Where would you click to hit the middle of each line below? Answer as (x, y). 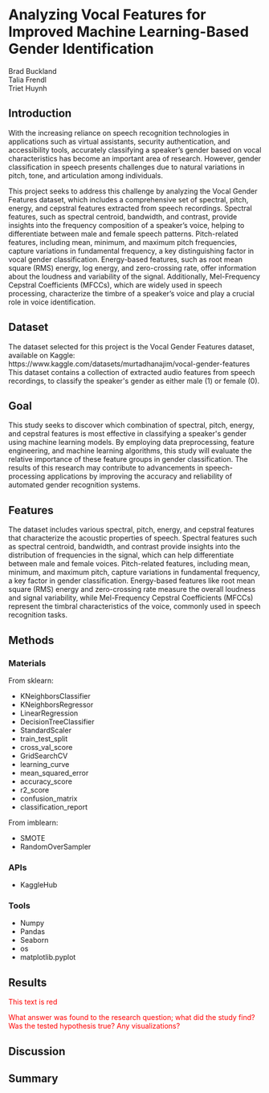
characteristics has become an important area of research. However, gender (135, 158)
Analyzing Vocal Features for (107, 15)
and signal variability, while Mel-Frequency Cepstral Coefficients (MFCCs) (131, 598)
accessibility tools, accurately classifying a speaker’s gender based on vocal (135, 149)
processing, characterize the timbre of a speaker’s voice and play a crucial (132, 293)
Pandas (33, 932)
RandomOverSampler (55, 846)
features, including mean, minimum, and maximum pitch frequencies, (122, 242)
